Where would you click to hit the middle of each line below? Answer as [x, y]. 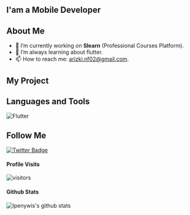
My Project [28, 81]
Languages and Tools [48, 101]
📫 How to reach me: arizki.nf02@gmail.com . [72, 59]
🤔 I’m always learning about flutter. [59, 52]
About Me [25, 31]
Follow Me [26, 135]
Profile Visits [23, 164]
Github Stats [23, 192]
